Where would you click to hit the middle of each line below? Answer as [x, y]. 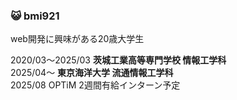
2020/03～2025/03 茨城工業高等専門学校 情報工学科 [118, 60]
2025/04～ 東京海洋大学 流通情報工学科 [92, 73]
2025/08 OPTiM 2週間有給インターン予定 [95, 85]
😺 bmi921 [35, 16]
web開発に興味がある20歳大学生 [77, 39]
